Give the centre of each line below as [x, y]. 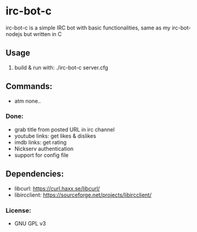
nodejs [14, 34]
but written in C [43, 34]
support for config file [41, 155]
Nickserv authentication [44, 148]
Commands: [29, 86]
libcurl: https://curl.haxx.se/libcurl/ [57, 188]
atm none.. [28, 101]
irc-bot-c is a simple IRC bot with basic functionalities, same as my [88, 28]
